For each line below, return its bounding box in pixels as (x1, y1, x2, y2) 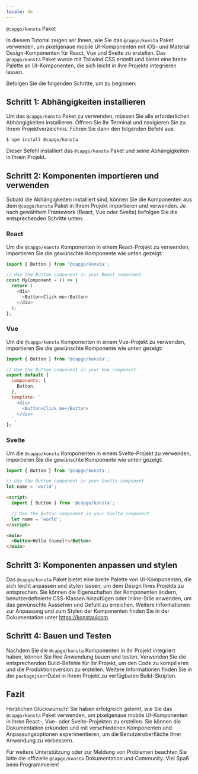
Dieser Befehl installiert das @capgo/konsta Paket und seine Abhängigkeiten (6, 147, 190, 155)
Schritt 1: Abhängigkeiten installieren (6, 97, 146, 107)
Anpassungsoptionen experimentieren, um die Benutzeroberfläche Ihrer (6, 730, 182, 738)
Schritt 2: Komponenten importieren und (6, 171, 159, 181)
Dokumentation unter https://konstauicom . (6, 613, 110, 621)
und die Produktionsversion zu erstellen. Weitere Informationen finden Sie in (6, 666, 193, 673)
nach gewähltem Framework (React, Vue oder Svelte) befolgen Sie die (6, 209, 178, 216)
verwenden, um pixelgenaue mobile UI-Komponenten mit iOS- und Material (6, 43, 190, 50)
